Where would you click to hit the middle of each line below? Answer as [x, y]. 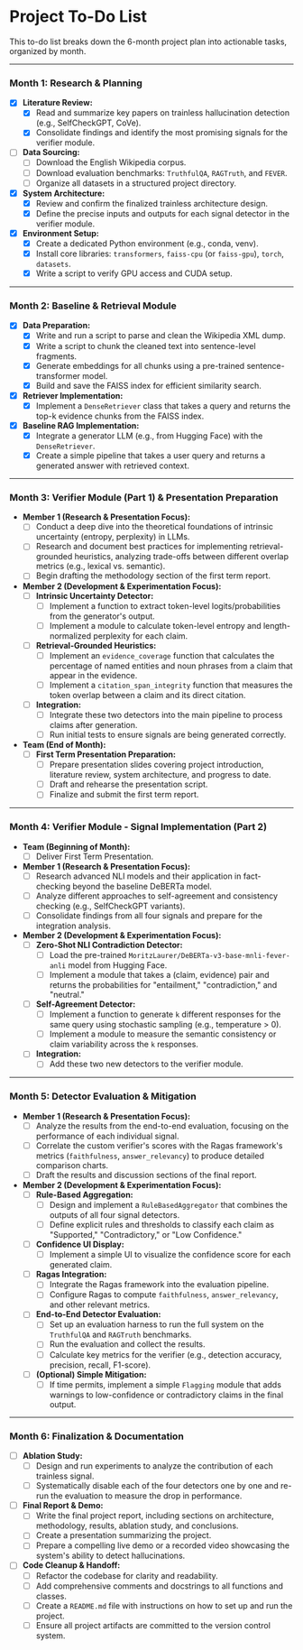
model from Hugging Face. [117, 965]
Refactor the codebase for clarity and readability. [127, 1575]
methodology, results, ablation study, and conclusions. [137, 1526]
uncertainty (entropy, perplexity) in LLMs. [113, 537]
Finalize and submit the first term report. [124, 795]
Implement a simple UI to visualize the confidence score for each [170, 1255]
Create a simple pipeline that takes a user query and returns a [151, 455]
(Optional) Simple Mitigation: [91, 1374]
